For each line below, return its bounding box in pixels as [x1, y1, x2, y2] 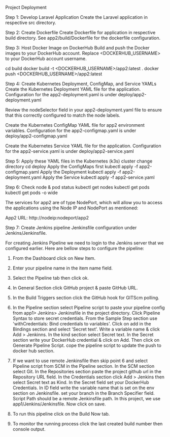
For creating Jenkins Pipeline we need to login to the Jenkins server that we [5, 240, 164, 246]
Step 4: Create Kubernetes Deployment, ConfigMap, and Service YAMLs [5, 81, 157, 87]
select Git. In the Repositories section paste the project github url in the [12, 369, 161, 374]
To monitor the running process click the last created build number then [12, 421, 163, 427]
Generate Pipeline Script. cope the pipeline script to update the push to [12, 342, 161, 348]
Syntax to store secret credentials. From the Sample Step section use [12, 315, 157, 321]
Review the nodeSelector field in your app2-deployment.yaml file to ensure [5, 107, 162, 113]
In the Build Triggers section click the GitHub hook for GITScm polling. [12, 295, 160, 301]
